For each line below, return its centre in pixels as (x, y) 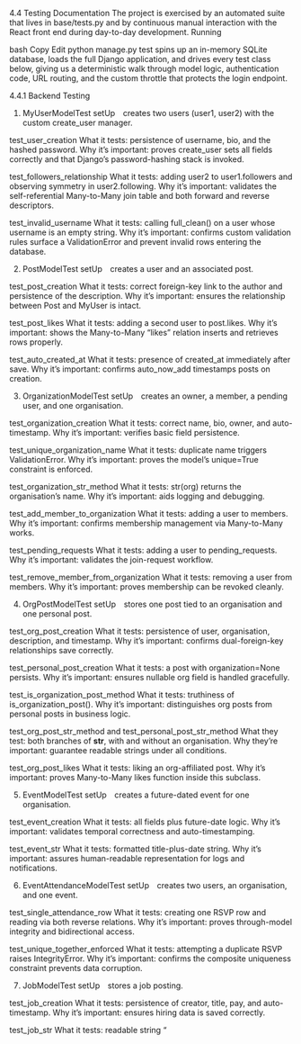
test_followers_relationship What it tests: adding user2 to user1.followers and (151, 176)
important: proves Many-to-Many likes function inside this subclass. (135, 777)
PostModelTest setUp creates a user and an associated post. (138, 269)
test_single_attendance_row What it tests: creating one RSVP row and (138, 912)
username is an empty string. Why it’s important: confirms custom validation (150, 232)
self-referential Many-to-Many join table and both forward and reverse (139, 196)
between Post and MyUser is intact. (75, 306)
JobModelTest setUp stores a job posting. (103, 985)
